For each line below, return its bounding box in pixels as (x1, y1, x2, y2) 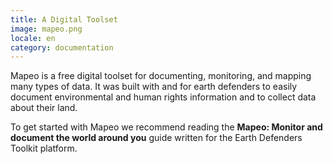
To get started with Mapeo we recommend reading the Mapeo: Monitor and (10, 121, 323, 133)
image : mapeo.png (10, 24, 83, 34)
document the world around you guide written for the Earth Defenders (10, 132, 303, 144)
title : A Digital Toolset (10, 14, 118, 25)
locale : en (10, 33, 56, 43)
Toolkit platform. (10, 142, 78, 155)
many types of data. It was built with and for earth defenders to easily (10, 81, 298, 93)
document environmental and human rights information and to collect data (10, 91, 317, 103)
